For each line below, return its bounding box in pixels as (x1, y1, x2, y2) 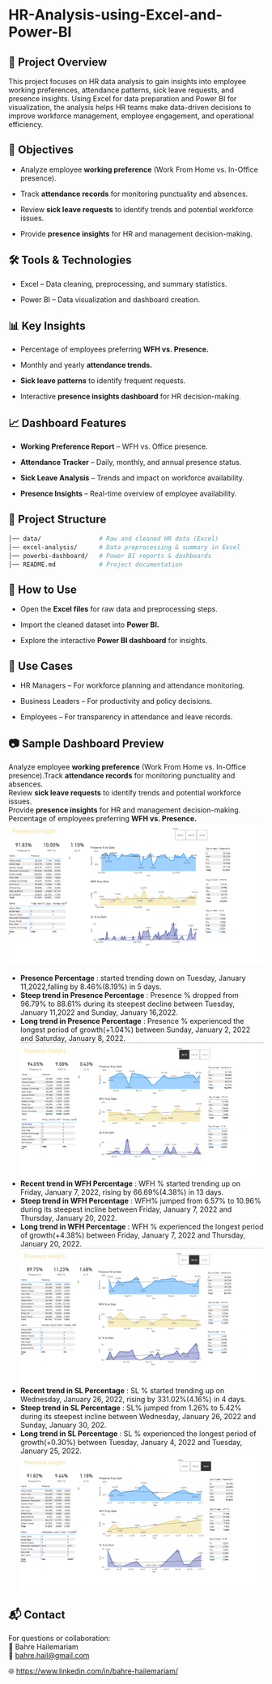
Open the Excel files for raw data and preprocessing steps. (19, 604, 219, 614)
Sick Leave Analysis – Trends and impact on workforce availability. (19, 473, 245, 483)
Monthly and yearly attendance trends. (19, 360, 152, 370)
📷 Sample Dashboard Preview (8, 736, 164, 750)
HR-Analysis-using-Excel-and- (8, 6, 223, 24)
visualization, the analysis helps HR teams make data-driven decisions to (8, 103, 252, 112)
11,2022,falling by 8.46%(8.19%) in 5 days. (19, 982, 162, 991)
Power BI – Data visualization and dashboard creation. (19, 294, 201, 305)
